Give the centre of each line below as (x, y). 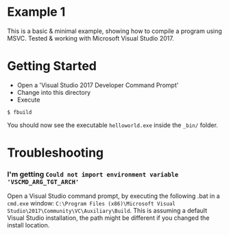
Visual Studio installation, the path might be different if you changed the (108, 218)
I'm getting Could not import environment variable (93, 174)
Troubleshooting (56, 153)
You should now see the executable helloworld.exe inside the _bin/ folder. (112, 125)
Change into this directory (54, 92)
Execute (28, 100)
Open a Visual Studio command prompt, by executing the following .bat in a (114, 196)
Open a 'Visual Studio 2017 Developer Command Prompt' (98, 85)
